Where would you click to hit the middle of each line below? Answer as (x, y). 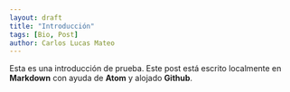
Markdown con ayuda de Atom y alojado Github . (101, 78)
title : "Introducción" (52, 26)
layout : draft (36, 18)
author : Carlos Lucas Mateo (62, 43)
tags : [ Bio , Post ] (44, 34)
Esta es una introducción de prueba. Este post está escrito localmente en (145, 69)
